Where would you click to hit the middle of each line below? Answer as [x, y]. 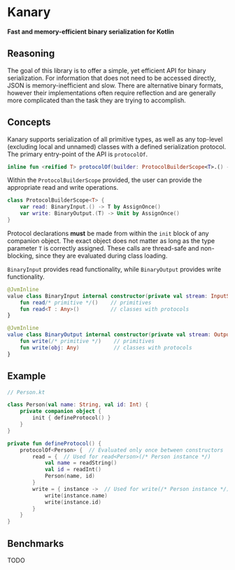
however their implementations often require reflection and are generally [112, 92]
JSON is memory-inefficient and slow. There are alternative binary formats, [115, 85]
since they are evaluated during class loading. [101, 256]
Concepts [29, 122]
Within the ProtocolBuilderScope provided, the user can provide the [105, 180]
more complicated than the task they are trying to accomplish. [97, 100]
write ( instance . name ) [76, 495]
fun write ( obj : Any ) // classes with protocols [106, 347]
